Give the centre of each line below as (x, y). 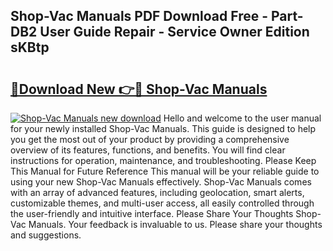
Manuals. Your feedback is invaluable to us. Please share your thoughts (175, 224)
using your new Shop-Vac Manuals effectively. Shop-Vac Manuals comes (161, 182)
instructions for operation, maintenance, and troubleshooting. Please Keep (163, 160)
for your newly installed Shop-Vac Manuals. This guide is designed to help (163, 128)
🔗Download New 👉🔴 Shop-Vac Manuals (139, 89)
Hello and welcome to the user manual (242, 118)
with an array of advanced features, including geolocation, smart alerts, (157, 192)
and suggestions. (46, 235)
